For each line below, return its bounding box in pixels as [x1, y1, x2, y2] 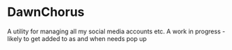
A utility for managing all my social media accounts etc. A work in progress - [7, 27, 226, 35]
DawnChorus [7, 4, 85, 20]
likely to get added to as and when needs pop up [7, 34, 147, 42]
